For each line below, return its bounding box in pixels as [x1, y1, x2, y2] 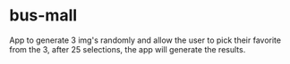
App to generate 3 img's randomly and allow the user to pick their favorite [9, 35, 282, 45]
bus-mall [9, 5, 78, 26]
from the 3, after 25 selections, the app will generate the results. [9, 44, 246, 54]
